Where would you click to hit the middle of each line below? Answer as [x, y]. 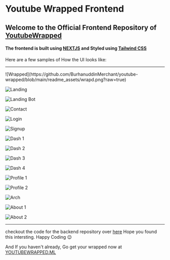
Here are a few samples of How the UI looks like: [56, 59]
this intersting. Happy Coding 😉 [39, 237]
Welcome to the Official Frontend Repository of [81, 28]
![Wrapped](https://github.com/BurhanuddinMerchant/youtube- [72, 74]
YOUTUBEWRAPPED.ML [31, 252]
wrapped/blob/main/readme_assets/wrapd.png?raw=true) [66, 80]
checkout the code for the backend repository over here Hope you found [81, 232]
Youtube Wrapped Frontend [65, 9]
